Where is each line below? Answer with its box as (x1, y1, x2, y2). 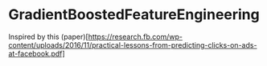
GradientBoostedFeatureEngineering (8, 6, 260, 24)
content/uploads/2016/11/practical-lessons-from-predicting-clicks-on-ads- (8, 40, 257, 49)
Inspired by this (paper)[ (8, 32, 88, 41)
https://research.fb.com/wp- (88, 32, 183, 41)
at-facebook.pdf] (8, 49, 66, 58)
